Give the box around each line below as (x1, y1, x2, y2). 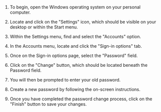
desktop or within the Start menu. (9, 24, 78, 30)
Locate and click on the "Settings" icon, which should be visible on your (9, 19, 157, 25)
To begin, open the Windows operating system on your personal (9, 4, 141, 10)
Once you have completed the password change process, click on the (9, 96, 153, 102)
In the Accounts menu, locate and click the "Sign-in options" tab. (9, 43, 142, 49)
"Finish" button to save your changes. (9, 101, 87, 107)
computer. (9, 9, 31, 15)
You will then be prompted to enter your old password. (9, 77, 121, 83)
